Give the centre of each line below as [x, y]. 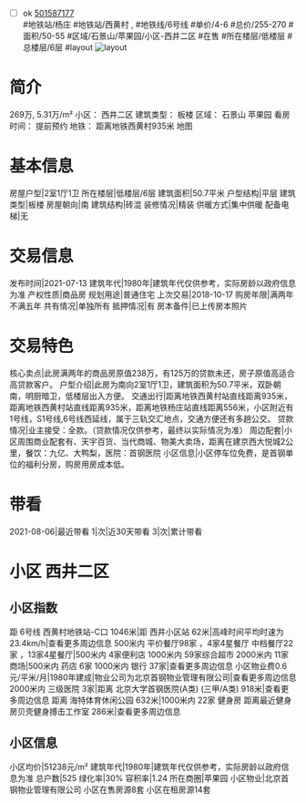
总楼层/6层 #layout [58, 47]
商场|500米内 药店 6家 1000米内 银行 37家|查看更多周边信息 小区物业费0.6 [148, 665]
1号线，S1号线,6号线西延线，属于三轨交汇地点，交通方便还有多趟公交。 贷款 [152, 418]
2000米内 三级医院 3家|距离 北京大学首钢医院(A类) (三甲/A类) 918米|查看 [145, 688]
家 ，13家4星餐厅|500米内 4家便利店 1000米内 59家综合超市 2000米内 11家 [149, 654]
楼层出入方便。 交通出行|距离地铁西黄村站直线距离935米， [183, 396]
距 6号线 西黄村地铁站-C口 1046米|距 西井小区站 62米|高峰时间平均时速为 [147, 632]
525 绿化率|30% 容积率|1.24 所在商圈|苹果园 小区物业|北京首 [176, 777]
